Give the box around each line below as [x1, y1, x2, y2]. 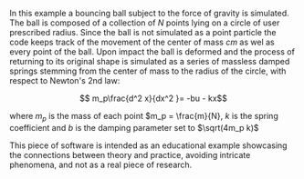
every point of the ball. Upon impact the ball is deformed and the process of [9, 46, 295, 57]
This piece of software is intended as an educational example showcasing [9, 140, 288, 151]
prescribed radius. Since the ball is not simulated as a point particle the [9, 27, 277, 37]
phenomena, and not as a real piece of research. [9, 159, 193, 170]
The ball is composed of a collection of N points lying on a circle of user [9, 17, 280, 28]
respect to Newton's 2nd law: [9, 75, 121, 85]
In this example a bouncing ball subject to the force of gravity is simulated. [9, 8, 289, 18]
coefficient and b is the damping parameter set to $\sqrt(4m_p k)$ [9, 122, 259, 133]
